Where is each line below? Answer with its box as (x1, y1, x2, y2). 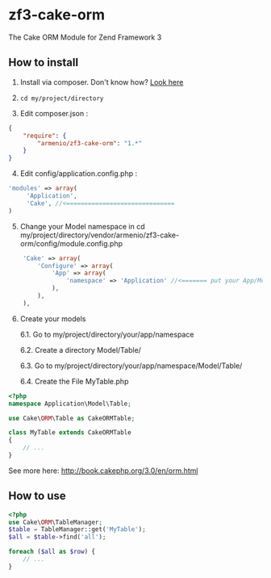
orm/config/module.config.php (19, 238, 123, 248)
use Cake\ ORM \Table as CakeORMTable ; (8, 414, 135, 422)
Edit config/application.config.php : (19, 169, 138, 178)
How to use (8, 489, 66, 503)
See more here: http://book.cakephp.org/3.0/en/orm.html (8, 466, 198, 475)
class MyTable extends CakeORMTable (8, 429, 131, 437)
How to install (8, 56, 79, 69)
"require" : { (23, 132, 67, 140)
